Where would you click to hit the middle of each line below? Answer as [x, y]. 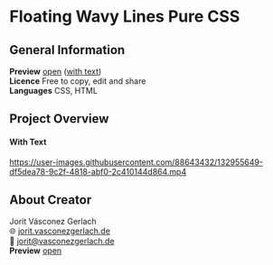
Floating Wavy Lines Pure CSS [125, 17]
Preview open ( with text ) [56, 71]
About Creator [51, 200]
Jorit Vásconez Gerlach [53, 222]
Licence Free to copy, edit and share [78, 81]
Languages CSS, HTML [53, 91]
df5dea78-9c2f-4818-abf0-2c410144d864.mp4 [98, 171]
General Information [67, 50]
